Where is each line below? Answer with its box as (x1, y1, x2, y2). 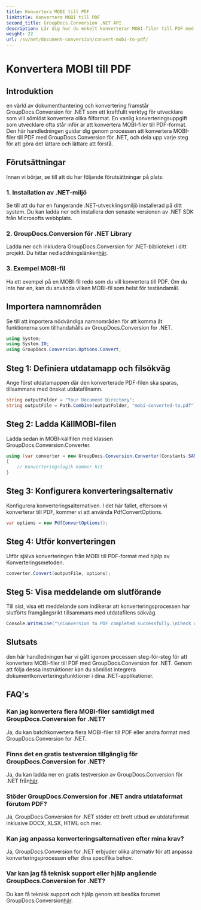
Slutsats (6, 637, 38, 647)
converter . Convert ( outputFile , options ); (6, 570, 111, 576)
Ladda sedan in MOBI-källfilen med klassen (6, 435, 113, 442)
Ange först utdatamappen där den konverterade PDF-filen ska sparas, (6, 379, 178, 386)
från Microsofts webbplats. (6, 215, 73, 222)
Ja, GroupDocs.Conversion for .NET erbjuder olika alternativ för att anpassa (6, 848, 193, 856)
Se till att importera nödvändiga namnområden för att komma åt (6, 318, 163, 325)
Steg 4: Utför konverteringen (6, 537, 116, 547)
